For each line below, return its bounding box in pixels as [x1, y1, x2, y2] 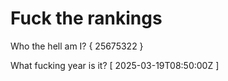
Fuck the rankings [10, 7, 163, 30]
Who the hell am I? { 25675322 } [10, 40, 144, 52]
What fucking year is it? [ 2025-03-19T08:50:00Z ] [10, 59, 220, 71]
